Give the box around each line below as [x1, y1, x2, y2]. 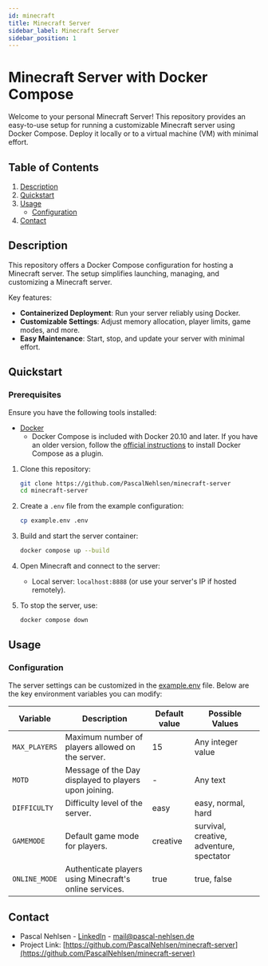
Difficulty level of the [65, 797, 143, 808]
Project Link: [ [19, 940, 66, 950]
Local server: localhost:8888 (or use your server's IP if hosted [31, 577, 237, 586]
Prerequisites [8, 389, 61, 401]
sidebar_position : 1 [8, 34, 77, 42]
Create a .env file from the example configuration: [19, 501, 184, 511]
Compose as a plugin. [31, 449, 104, 458]
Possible [208, 708, 242, 719]
